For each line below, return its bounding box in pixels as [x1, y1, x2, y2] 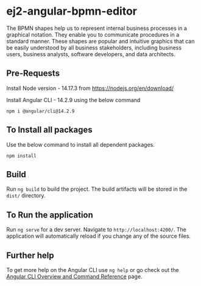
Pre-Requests [6, 68, 60, 79]
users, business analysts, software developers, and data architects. [6, 50, 175, 57]
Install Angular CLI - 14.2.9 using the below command [6, 96, 141, 103]
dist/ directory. [6, 192, 46, 199]
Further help [6, 250, 55, 260]
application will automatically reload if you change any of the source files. [6, 232, 191, 240]
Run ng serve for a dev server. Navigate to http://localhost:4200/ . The [6, 226, 187, 233]
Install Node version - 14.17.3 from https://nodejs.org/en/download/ [6, 84, 174, 92]
